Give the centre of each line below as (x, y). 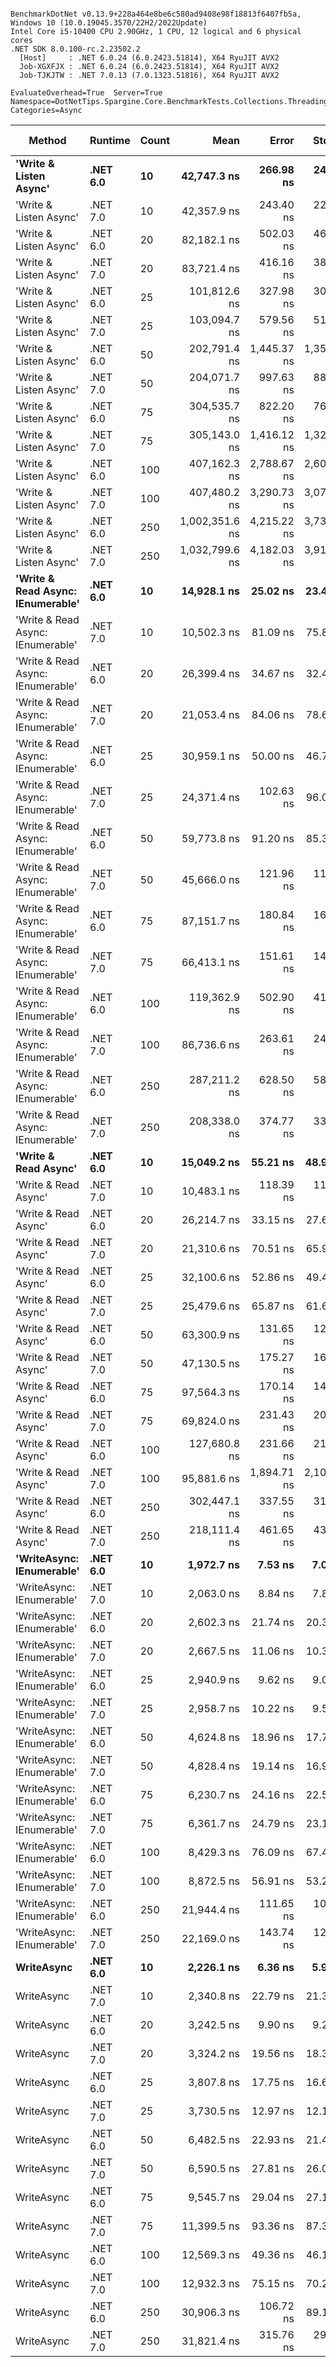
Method (47, 140)
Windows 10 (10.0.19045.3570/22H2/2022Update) (109, 23)
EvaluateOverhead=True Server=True (86, 93)
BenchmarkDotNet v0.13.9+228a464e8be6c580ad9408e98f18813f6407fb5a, (156, 14)
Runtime (110, 140)
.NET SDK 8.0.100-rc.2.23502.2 (75, 49)
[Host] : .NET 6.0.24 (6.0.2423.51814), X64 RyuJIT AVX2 (149, 58)
